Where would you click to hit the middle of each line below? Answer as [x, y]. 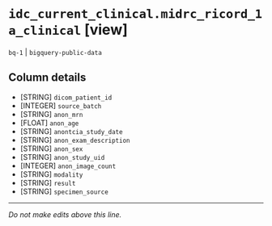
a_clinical [45, 31]
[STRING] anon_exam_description [75, 140]
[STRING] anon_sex [51, 149]
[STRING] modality [51, 174]
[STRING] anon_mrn [51, 114]
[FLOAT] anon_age [49, 123]
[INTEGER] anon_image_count [68, 165]
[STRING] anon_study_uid [62, 157]
